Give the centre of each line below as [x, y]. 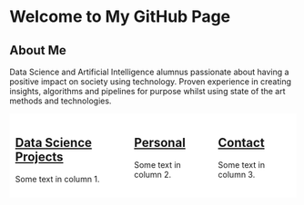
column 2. [152, 174]
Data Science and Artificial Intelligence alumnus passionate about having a [149, 72]
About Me [38, 50]
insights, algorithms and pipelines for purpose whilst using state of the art [147, 91]
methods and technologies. [61, 101]
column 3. [237, 174]
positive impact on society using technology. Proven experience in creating [150, 82]
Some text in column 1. [57, 179]
